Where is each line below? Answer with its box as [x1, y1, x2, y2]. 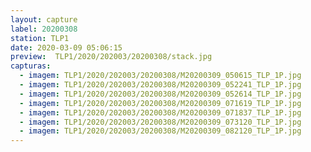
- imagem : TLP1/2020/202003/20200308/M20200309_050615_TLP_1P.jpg [19, 71, 302, 81]
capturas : [10, 61, 52, 71]
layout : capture [10, 14, 78, 25]
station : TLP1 [10, 33, 70, 43]
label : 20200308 [10, 24, 78, 34]
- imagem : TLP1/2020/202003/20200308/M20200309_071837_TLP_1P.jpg [19, 107, 302, 118]
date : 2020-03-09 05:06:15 [10, 42, 123, 53]
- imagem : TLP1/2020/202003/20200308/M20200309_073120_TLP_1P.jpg [19, 117, 302, 127]
